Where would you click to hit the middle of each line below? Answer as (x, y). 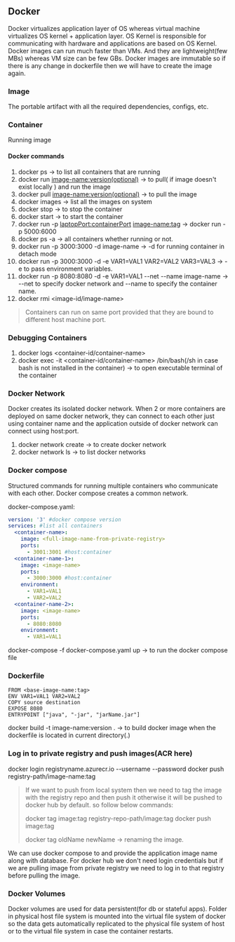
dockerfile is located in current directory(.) (69, 735)
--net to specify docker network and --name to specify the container (118, 283)
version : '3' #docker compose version (65, 519)
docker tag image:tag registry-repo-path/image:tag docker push (118, 818)
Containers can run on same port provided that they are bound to (119, 312)
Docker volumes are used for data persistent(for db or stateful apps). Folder (117, 909)
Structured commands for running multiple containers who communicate (113, 485)
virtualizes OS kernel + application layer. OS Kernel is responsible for (107, 36)
